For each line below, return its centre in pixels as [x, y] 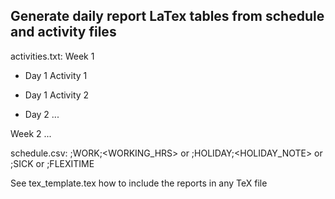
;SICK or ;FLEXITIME [52, 163]
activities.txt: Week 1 [52, 56]
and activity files [63, 32]
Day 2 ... [42, 114]
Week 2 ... [31, 133]
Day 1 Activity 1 [56, 75]
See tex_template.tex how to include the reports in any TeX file [139, 183]
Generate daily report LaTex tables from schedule [167, 16]
